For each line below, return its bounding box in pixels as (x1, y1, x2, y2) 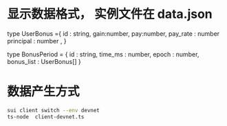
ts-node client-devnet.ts (7, 113, 85, 120)
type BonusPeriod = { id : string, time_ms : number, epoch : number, (7, 50, 199, 59)
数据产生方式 (7, 84, 80, 100)
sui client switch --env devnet (7, 107, 100, 114)
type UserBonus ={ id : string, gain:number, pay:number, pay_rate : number (7, 29, 220, 38)
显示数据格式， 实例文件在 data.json (7, 6, 213, 22)
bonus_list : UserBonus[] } (7, 57, 81, 65)
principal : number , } (7, 36, 67, 45)
